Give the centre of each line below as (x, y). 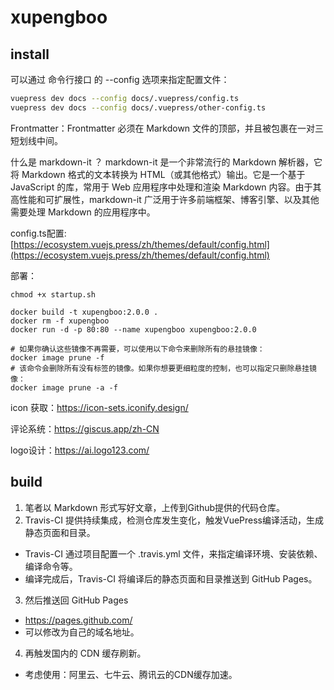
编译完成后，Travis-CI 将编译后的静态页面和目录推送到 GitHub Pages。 (171, 578)
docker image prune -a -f (64, 387)
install (30, 54)
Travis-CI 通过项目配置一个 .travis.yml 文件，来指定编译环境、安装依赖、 (173, 553)
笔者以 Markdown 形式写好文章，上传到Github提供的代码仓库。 (155, 507)
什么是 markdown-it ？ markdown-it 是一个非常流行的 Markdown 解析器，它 (166, 162)
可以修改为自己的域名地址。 (82, 632)
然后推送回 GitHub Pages (76, 600)
